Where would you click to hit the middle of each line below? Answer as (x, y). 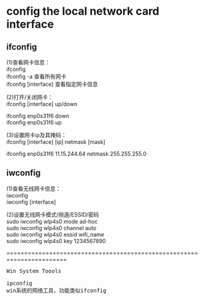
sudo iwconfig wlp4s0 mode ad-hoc (52, 221)
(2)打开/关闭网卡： (30, 97)
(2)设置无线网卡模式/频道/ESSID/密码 (53, 214)
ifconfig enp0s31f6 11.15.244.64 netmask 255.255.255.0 (77, 154)
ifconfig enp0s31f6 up (34, 122)
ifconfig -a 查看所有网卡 (36, 77)
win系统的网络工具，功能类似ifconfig (56, 290)
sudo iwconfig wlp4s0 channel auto (51, 228)
